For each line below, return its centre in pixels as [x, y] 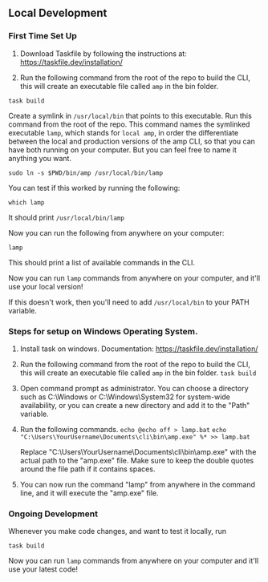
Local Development [58, 13]
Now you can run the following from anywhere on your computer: [116, 232]
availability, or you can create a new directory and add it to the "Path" [135, 405]
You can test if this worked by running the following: [94, 188]
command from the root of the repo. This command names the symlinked [129, 124]
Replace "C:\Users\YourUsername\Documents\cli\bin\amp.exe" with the [138, 451]
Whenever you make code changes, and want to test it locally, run [118, 531]
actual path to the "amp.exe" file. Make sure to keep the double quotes [137, 460]
